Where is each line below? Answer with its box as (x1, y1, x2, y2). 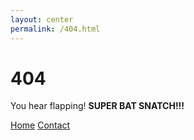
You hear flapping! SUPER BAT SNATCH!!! (10, 100, 185, 112)
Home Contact (10, 119, 71, 131)
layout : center (10, 14, 74, 25)
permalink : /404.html (10, 24, 101, 34)
